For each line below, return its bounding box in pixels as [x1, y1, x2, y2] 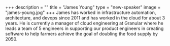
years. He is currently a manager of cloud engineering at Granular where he [5, 20, 163, 26]
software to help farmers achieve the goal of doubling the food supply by [5, 31, 158, 36]
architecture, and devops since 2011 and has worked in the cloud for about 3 [5, 15, 165, 20]
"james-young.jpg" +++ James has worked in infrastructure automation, [5, 9, 156, 15]
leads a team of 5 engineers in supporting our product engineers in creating [5, 25, 164, 31]
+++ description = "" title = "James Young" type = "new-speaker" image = [5, 4, 161, 10]
